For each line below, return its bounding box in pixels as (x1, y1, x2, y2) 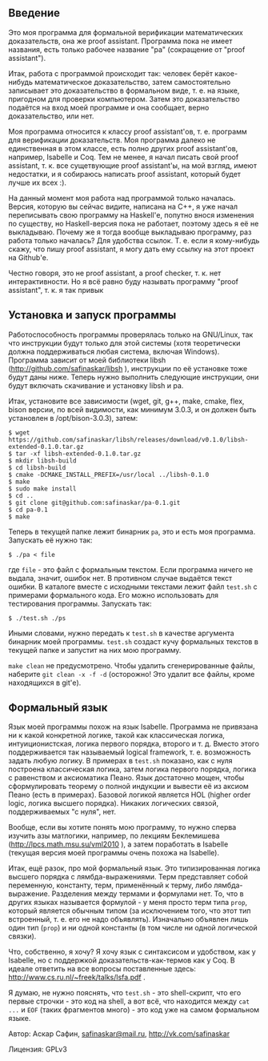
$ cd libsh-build (8, 463, 66, 471)
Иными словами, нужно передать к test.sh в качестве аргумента (8, 628, 234, 638)
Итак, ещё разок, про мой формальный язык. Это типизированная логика (8, 863, 261, 873)
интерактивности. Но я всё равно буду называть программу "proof (8, 276, 238, 286)
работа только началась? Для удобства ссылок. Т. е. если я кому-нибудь (8, 235, 260, 245)
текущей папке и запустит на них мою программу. (8, 645, 182, 655)
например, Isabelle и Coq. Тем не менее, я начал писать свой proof (8, 152, 239, 162)
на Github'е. (8, 252, 49, 262)
